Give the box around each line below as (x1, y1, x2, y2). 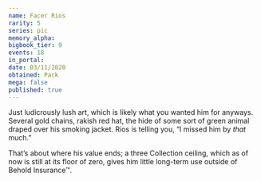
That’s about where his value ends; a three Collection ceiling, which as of (8, 148, 249, 158)
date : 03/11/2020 (8, 64, 66, 72)
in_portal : (8, 57, 45, 65)
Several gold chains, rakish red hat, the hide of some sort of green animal (8, 116, 250, 126)
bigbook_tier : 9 (8, 41, 62, 49)
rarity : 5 (8, 19, 42, 27)
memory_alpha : (8, 33, 56, 42)
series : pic (8, 26, 48, 34)
